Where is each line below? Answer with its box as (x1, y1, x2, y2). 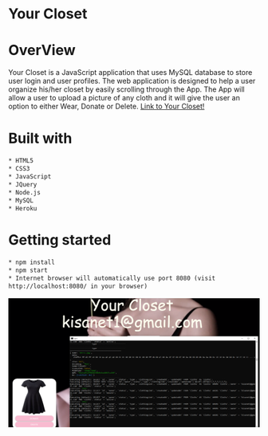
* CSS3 (8, 165, 30, 173)
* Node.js (8, 189, 41, 197)
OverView (8, 41, 76, 60)
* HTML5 (8, 157, 34, 165)
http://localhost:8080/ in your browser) (8, 282, 148, 290)
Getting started (8, 231, 112, 249)
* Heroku (8, 205, 37, 213)
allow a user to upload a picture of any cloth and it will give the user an (8, 93, 241, 103)
